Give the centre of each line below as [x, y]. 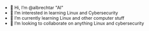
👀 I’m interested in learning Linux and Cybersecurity [64, 13]
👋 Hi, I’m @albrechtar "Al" [37, 8]
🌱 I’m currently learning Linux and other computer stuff [67, 18]
